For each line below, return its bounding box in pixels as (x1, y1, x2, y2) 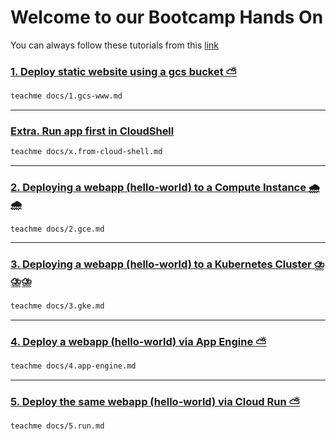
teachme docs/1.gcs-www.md (10, 91, 123, 101)
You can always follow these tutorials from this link (10, 39, 220, 51)
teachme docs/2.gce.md (10, 224, 105, 234)
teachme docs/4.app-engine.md (10, 361, 137, 371)
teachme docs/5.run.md (10, 421, 105, 431)
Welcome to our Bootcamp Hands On (10, 6, 324, 29)
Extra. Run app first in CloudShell (10, 124, 175, 138)
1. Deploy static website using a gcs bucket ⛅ (10, 64, 238, 78)
